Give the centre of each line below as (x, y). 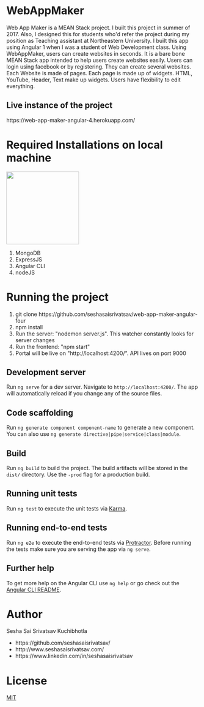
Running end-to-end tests (57, 528)
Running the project (57, 297)
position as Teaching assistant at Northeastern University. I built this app (97, 40)
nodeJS (25, 272)
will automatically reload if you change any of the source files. (84, 394)
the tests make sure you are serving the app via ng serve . (78, 549)
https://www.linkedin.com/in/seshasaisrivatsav (74, 656)
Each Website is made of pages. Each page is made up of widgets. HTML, (99, 73)
